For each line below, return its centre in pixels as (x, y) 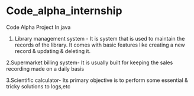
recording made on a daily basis (45, 68)
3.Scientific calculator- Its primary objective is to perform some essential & (97, 80)
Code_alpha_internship (64, 11)
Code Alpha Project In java (38, 27)
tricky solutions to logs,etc (38, 86)
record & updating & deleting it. (52, 51)
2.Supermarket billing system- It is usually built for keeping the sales (90, 62)
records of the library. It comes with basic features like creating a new (100, 45)
